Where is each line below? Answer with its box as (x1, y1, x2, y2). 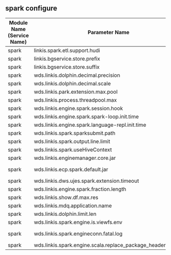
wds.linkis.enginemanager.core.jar (34, 154, 116, 161)
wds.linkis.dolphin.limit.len (34, 210, 97, 217)
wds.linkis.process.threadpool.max (34, 96, 117, 103)
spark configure (5, 4, 58, 13)
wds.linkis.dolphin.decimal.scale (34, 80, 111, 87)
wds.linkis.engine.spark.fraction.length (34, 185, 126, 192)
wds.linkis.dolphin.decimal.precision (34, 71, 121, 78)
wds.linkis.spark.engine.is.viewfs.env (34, 218, 123, 225)
